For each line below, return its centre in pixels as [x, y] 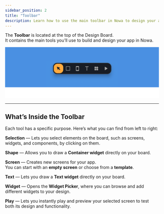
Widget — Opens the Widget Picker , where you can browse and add [74, 187]
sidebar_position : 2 [26, 10]
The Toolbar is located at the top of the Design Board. [59, 35]
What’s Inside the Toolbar [45, 117]
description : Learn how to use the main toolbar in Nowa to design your [81, 21]
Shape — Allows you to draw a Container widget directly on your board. [78, 153]
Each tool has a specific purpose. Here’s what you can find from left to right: [82, 129]
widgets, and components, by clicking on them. [53, 143]
